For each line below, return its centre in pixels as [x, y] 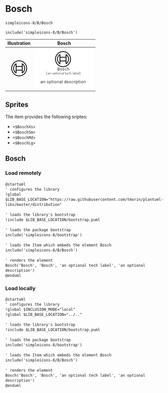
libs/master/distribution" [34, 204]
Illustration [19, 43]
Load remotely [23, 173]
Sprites [17, 104]
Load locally [20, 288]
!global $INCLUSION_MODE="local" [40, 309]
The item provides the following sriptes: [46, 117]
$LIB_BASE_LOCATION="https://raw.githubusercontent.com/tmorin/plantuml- [85, 199]
